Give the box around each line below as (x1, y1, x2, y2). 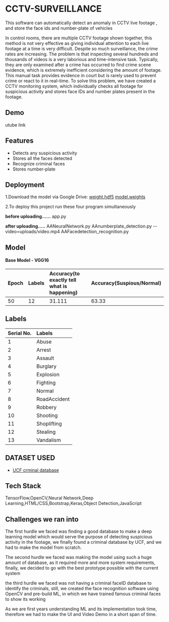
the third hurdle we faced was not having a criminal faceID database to (5, 580, 152, 586)
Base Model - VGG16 (5, 257, 49, 263)
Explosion (36, 371, 60, 378)
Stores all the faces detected (12, 155, 72, 161)
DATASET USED (5, 454, 55, 462)
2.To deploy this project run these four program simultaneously (5, 204, 136, 210)
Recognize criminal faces (12, 160, 65, 166)
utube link (5, 122, 26, 128)
